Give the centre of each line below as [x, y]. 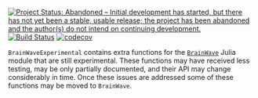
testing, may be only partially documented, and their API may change [120, 69]
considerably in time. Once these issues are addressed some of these [121, 77]
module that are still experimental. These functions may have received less [129, 60]
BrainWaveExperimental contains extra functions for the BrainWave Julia [122, 52]
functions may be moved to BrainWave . [70, 85]
